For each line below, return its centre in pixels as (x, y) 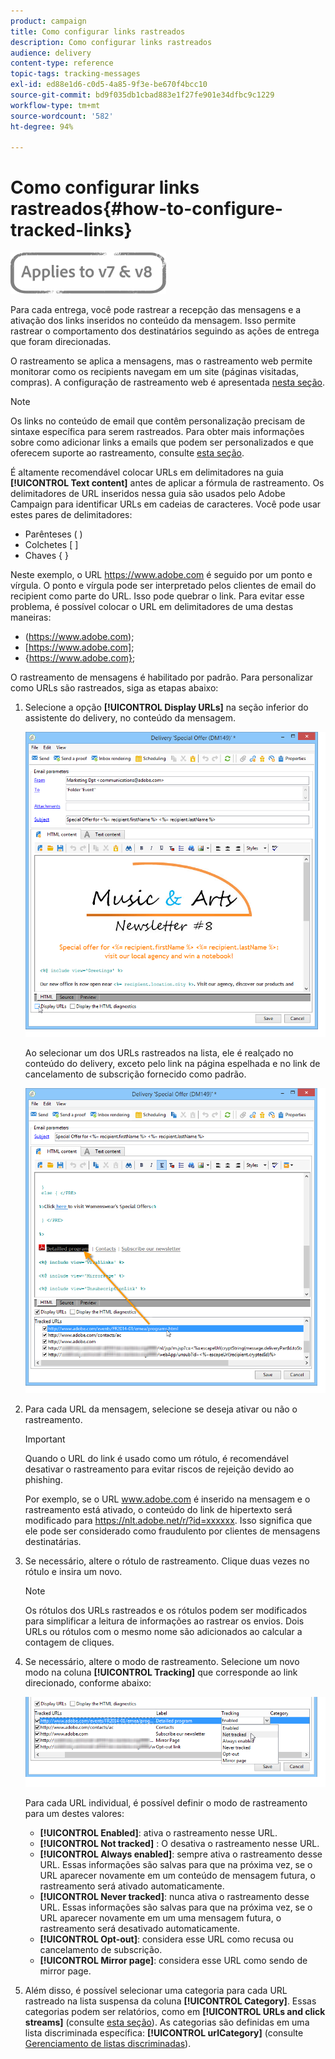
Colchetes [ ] (51, 545)
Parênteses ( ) (53, 534)
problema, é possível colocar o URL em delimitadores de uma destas (152, 607)
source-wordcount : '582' (62, 116)
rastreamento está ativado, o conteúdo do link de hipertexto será (158, 1510)
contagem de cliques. (69, 1642)
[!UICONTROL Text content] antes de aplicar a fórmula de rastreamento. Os (167, 483)
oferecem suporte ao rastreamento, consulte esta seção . (127, 453)
